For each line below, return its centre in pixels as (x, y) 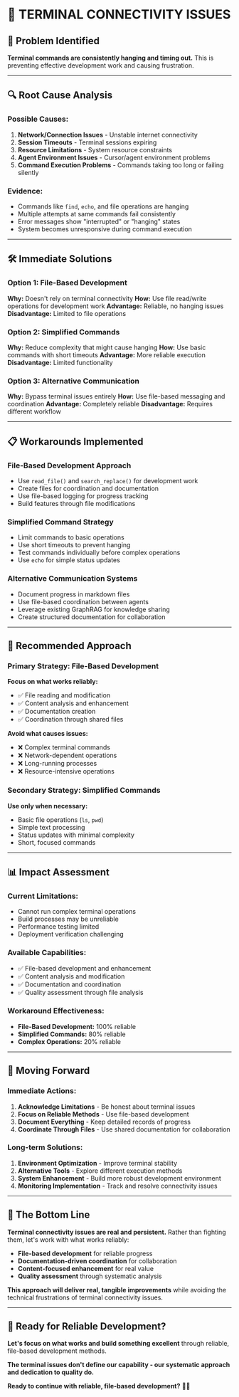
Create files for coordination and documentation (88, 488)
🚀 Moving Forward (49, 1071)
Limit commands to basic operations (71, 537)
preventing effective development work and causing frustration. (101, 65)
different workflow (34, 411)
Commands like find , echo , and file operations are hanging (103, 206)
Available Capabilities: (47, 953)
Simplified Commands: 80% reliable (71, 1034)
